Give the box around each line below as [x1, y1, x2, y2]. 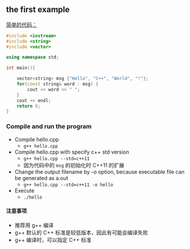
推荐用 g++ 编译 [14, 221, 54, 228]
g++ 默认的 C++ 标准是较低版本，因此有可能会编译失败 [14, 229, 148, 236]
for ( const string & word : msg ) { [16, 81, 99, 87]
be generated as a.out [14, 174, 69, 181]
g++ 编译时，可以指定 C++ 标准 [14, 236, 92, 243]
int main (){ [6, 65, 35, 71]
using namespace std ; [6, 54, 59, 61]
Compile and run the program [6, 122, 92, 131]
